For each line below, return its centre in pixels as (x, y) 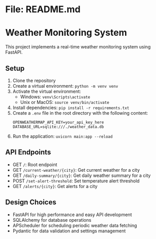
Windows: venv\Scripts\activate (55, 97)
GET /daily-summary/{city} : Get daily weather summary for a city (82, 175)
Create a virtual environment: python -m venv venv (65, 86)
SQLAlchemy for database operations (52, 220)
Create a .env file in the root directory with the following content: (80, 113)
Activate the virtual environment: (47, 91)
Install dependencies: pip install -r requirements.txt (71, 108)
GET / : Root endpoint (35, 165)
